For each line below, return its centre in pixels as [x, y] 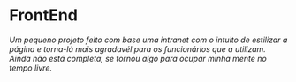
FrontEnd [43, 15]
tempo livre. [31, 68]
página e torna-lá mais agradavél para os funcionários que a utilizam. [138, 48]
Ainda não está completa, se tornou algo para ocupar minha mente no [138, 58]
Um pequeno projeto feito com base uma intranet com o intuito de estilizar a [148, 40]
